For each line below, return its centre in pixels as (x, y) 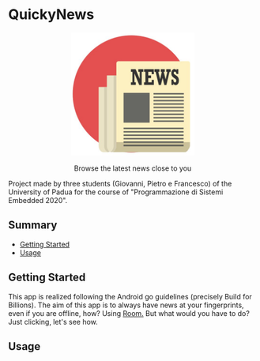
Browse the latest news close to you (133, 168)
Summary (33, 226)
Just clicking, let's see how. (53, 322)
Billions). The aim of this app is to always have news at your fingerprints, (126, 305)
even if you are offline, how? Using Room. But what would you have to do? (129, 313)
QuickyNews (51, 15)
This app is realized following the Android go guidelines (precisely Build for (130, 296)
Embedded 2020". (38, 200)
